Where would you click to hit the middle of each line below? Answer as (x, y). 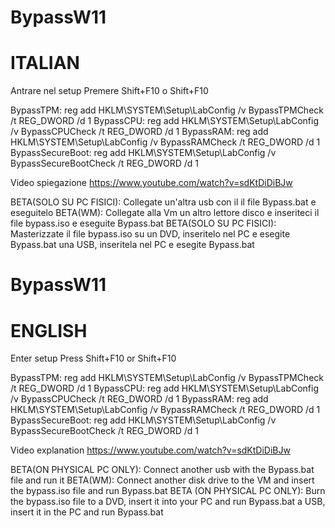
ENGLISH (49, 330)
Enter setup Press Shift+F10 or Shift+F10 (93, 358)
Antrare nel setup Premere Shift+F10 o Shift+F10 (109, 91)
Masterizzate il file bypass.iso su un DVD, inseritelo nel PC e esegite (150, 234)
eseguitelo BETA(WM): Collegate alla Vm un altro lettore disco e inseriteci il (165, 213)
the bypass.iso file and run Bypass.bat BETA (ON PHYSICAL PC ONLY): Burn (168, 491)
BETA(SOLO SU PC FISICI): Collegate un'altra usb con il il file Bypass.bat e (163, 202)
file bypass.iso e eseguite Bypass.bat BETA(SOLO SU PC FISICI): (143, 223)
